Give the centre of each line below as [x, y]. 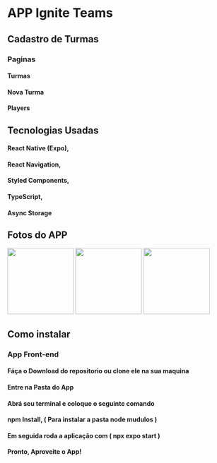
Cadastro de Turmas [53, 39]
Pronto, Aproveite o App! [45, 452]
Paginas [22, 59]
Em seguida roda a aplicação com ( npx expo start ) [84, 435]
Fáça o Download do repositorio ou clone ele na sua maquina [98, 371]
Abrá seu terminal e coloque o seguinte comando [81, 403]
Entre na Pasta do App [41, 387]
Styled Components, [38, 181]
